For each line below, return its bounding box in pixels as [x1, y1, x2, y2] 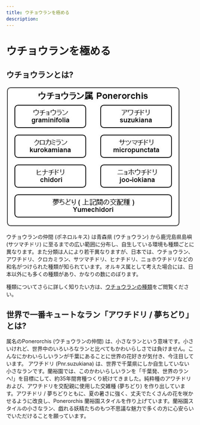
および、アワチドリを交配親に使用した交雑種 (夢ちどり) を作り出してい [6, 383, 180, 390]
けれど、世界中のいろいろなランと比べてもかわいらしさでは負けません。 [11, 345, 189, 352]
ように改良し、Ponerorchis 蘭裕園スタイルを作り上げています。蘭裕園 [16, 398, 189, 405]
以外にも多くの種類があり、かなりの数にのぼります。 [11, 270, 142, 278]
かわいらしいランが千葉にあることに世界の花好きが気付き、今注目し [21, 353, 189, 360]
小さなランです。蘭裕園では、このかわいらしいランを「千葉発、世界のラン [6, 368, 189, 375]
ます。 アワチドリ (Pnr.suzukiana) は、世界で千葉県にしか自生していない [11, 360, 190, 367]
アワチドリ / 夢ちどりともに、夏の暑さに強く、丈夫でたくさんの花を [16, 390, 183, 397]
